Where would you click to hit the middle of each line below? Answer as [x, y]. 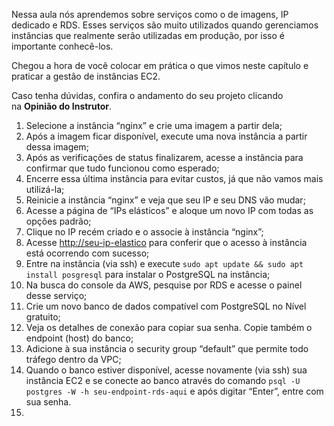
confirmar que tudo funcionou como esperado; [122, 168]
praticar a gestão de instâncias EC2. [86, 76]
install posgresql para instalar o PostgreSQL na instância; [148, 274]
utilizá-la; [45, 189]
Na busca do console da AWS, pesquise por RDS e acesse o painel [164, 285]
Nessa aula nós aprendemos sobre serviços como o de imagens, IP [150, 14]
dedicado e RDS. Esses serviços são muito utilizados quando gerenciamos [165, 25]
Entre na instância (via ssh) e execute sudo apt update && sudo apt [164, 263]
